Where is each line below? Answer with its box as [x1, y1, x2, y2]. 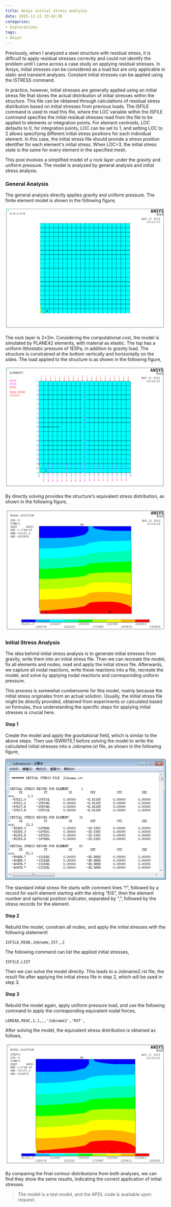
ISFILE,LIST [5, 959, 31, 964]
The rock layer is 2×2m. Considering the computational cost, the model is [5, 334, 159, 340]
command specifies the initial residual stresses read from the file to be [5, 114, 153, 120]
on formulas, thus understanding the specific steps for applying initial [5, 704, 151, 710]
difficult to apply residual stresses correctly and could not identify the [5, 55, 151, 61]
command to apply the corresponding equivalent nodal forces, [5, 1008, 136, 1014]
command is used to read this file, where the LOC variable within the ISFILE [5, 109, 163, 115]
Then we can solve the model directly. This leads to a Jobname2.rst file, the [5, 969, 164, 975]
